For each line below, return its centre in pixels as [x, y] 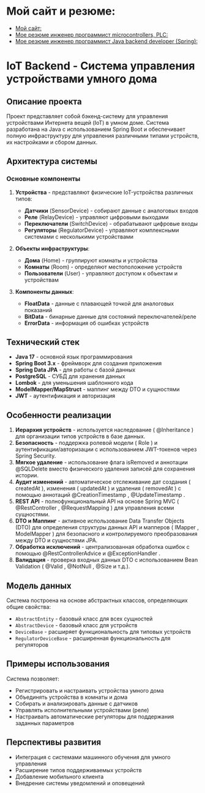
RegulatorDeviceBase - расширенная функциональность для [93, 638]
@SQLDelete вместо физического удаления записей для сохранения [105, 469]
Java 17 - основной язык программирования [74, 357]
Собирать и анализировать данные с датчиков [76, 703]
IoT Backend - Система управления [101, 66]
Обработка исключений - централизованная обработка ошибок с [102, 547]
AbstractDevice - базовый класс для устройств [76, 625]
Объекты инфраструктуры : [52, 248]
